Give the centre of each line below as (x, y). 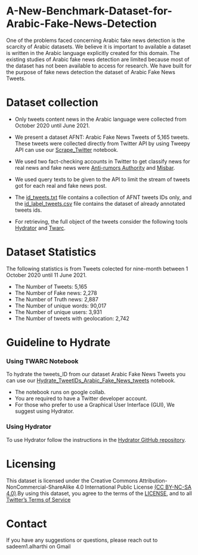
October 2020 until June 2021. (52, 125)
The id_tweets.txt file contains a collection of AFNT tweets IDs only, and (103, 197)
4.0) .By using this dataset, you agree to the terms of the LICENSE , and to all (99, 493)
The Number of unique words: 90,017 (61, 306)
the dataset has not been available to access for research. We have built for (99, 65)
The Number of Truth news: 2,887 (56, 299)
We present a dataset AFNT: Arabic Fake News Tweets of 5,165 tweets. (102, 137)
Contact (27, 524)
